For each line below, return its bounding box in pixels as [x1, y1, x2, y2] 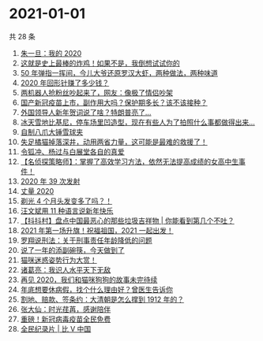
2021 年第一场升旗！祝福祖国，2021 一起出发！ [20, 225, 174, 235]
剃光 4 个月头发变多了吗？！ [20, 196, 113, 206]
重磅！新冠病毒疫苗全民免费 [20, 314, 111, 324]
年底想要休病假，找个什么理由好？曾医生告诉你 [20, 284, 173, 294]
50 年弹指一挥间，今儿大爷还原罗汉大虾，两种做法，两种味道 [20, 68, 218, 77]
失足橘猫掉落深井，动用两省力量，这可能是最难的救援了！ [20, 137, 208, 146]
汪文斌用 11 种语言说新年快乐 [20, 206, 114, 215]
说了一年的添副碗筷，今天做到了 [20, 245, 125, 254]
